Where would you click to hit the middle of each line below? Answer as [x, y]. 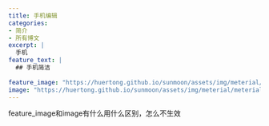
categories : [28, 23]
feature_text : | [35, 61]
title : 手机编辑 [33, 16]
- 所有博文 [24, 38]
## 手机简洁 [33, 68]
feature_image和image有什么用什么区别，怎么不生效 [95, 113]
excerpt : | [26, 45]
